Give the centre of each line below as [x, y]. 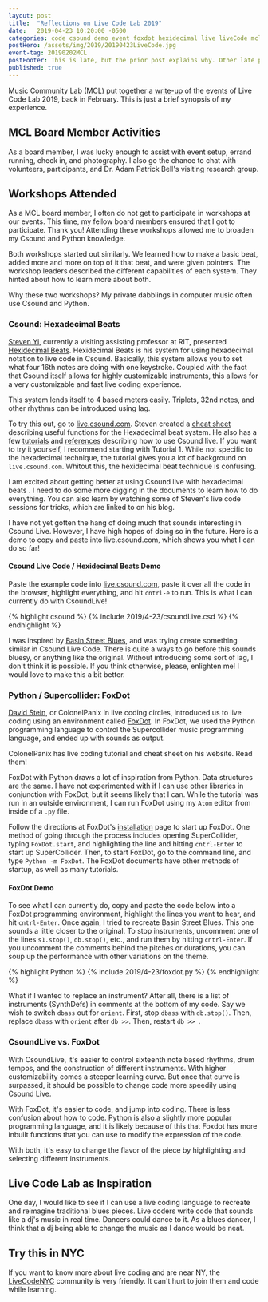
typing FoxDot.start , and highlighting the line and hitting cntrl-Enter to [126, 844]
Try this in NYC [47, 1253]
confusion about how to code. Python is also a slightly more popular [120, 1117]
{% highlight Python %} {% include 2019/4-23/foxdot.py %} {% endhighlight [134, 972]
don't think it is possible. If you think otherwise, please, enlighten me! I [124, 666]
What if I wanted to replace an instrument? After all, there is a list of [119, 996]
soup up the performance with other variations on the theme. [108, 957]
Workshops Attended [63, 194]
